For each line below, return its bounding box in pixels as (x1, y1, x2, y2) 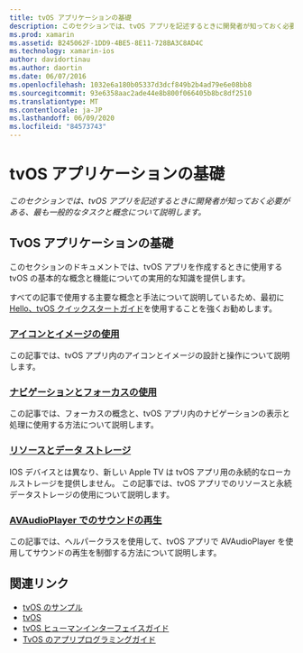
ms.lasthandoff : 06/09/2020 (9, 114, 115, 123)
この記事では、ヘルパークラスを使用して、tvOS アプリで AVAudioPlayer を (9, 536, 286, 547)
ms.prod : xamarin (9, 30, 75, 39)
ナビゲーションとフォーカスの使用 (9, 385, 158, 398)
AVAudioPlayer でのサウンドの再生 (9, 513, 162, 526)
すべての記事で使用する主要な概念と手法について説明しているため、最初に (9, 291, 285, 302)
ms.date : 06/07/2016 (9, 72, 87, 81)
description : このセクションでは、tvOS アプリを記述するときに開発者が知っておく (9, 22, 283, 31)
